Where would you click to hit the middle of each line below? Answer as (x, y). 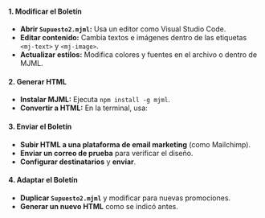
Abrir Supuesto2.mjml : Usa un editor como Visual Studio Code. (123, 29)
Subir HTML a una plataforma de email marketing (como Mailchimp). (135, 144)
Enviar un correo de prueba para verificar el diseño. (106, 153)
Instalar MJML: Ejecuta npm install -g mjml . (95, 100)
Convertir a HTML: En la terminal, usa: (84, 108)
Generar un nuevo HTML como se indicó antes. (99, 206)
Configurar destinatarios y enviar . (78, 162)
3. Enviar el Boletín (40, 126)
